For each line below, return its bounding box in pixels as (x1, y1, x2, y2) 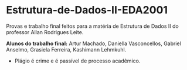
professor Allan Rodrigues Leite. (6, 28, 84, 35)
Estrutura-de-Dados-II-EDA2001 (6, 3, 168, 17)
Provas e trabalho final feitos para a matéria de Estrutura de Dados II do (6, 23, 179, 30)
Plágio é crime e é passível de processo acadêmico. (14, 57, 141, 64)
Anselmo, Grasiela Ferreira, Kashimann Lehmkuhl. (6, 46, 127, 53)
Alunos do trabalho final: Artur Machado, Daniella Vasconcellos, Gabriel (6, 40, 182, 47)
